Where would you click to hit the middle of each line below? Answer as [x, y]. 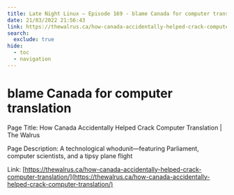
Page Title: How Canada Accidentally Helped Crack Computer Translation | [115, 127]
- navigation [32, 59]
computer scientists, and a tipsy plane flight [70, 156]
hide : [15, 46]
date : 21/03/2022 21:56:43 [46, 20]
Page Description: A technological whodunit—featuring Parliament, [103, 148]
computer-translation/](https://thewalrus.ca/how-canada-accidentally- [109, 177]
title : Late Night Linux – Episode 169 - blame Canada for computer [109, 14]
